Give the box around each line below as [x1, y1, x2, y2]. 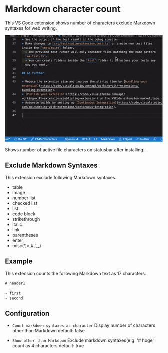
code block [12, 211, 36, 217]
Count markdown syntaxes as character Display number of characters [12, 322, 156, 328]
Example [5, 257, 33, 266]
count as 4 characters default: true [12, 343, 84, 349]
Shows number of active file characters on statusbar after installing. [5, 146, 145, 153]
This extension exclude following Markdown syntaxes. [5, 174, 117, 180]
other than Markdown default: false [12, 328, 85, 334]
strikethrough [12, 216, 40, 222]
